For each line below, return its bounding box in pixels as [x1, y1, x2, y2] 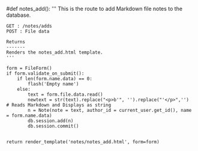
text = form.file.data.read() [28, 91, 103, 97]
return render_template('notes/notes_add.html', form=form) [6, 139, 160, 145]
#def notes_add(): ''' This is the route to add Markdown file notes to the [6, 5, 183, 12]
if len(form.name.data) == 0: [17, 76, 93, 82]
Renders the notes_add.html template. [6, 49, 103, 55]
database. [6, 11, 31, 19]
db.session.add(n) [28, 118, 74, 124]
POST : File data [6, 28, 50, 34]
